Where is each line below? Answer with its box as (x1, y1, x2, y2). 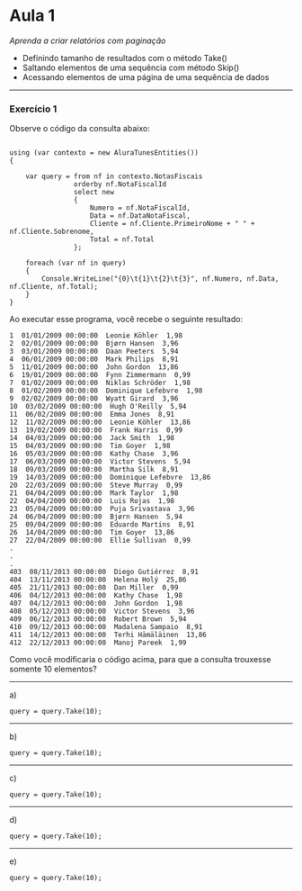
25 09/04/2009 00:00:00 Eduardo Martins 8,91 (9, 520, 195, 529)
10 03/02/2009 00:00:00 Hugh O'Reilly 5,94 (9, 402, 187, 411)
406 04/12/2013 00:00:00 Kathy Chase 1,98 (9, 591, 182, 600)
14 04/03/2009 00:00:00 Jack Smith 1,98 (9, 434, 175, 443)
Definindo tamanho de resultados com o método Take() (22, 52, 227, 63)
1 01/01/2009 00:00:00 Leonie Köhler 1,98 (9, 331, 182, 340)
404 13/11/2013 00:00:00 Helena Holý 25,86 (9, 575, 187, 585)
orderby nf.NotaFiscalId (73, 180, 167, 189)
